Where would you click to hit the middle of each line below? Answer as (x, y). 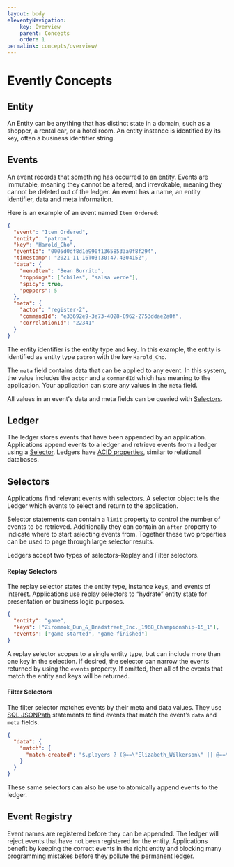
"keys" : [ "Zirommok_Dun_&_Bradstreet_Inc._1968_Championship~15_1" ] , (116, 627)
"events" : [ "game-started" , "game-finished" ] (81, 634)
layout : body (26, 14)
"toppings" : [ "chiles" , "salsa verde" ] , (79, 277)
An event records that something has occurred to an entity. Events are (108, 177)
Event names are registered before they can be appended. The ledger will (113, 833)
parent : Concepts (45, 33)
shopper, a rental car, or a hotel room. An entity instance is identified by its (114, 131)
